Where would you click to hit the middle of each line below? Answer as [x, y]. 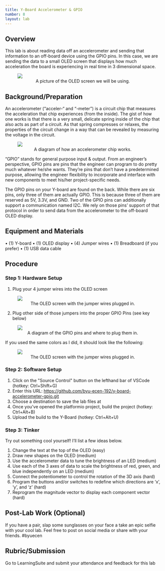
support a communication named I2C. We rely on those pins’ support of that [82, 205]
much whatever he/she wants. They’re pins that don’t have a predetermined [82, 169]
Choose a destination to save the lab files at [57, 401]
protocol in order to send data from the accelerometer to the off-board [77, 210]
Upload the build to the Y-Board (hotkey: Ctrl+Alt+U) [66, 417]
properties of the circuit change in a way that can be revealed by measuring [82, 130]
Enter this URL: [27, 391]
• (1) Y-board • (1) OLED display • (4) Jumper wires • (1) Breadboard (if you [82, 243]
